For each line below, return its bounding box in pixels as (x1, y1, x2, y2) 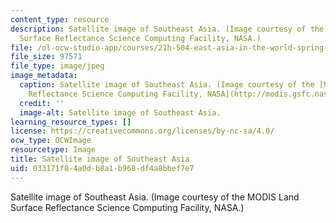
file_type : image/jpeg (10, 61, 105, 71)
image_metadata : (10, 71, 78, 81)
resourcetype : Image (10, 145, 97, 155)
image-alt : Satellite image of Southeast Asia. (19, 107, 222, 118)
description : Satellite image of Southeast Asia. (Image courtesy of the (10, 24, 325, 34)
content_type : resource (10, 14, 110, 25)
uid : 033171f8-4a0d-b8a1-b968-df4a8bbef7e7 (10, 163, 195, 173)
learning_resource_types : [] (10, 117, 132, 127)
